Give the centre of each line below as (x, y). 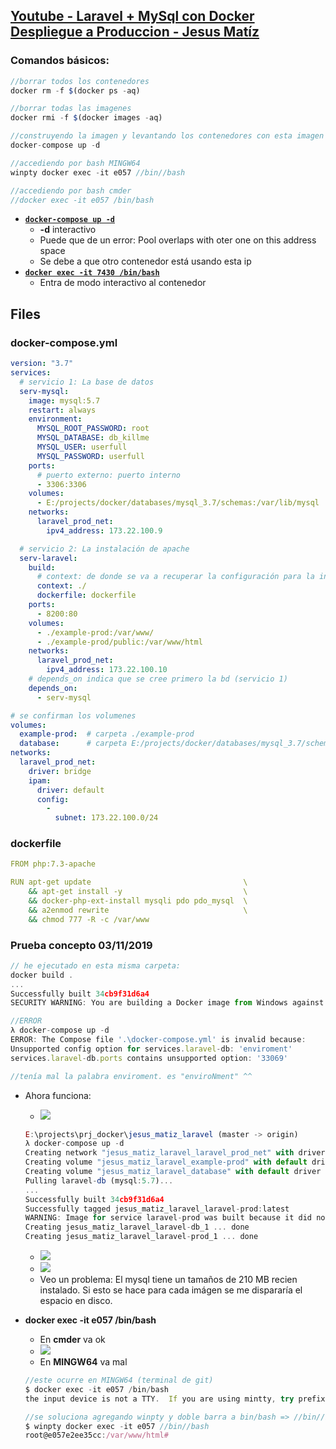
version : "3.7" (42, 364)
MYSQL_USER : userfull (82, 447)
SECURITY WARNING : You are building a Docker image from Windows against (167, 1003)
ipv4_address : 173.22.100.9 (104, 530)
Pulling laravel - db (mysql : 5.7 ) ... (99, 1180)
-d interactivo (68, 230)
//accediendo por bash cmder (71, 190)
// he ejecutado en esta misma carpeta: (96, 965)
